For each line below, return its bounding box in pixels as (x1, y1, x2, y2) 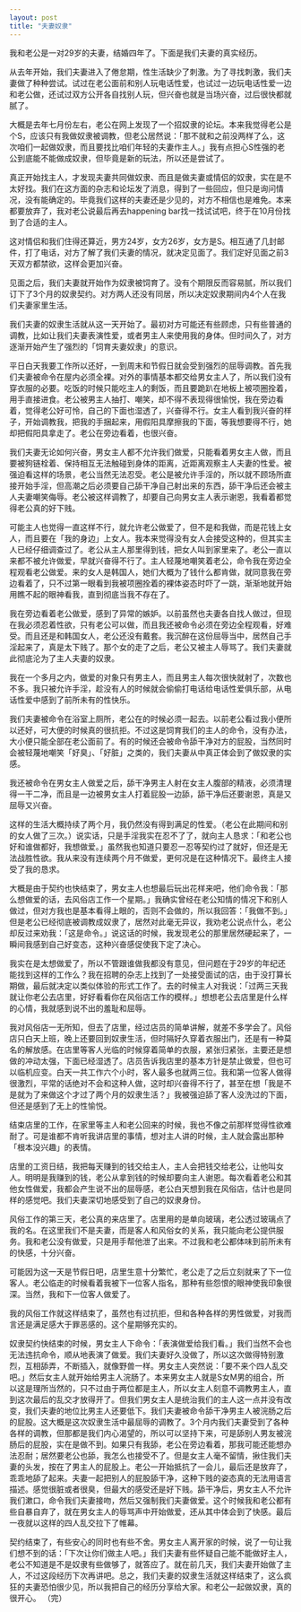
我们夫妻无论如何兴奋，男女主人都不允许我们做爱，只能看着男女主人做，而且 (9, 446, 292, 457)
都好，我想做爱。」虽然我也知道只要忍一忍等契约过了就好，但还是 (39, 841, 280, 852)
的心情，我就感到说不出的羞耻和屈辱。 (9, 1002, 150, 1014)
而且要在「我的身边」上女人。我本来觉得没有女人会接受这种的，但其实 (24, 533, 284, 544)
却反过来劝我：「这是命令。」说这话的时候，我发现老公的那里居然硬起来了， (9, 928, 284, 938)
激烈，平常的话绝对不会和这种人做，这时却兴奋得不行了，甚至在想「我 (16, 1077, 276, 1088)
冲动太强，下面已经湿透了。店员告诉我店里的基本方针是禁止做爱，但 (24, 1055, 276, 1066)
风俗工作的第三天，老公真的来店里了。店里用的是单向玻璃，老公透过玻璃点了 (9, 1213, 292, 1224)
